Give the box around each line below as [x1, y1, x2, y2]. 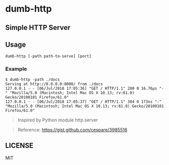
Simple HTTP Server [5, 23, 71, 32]
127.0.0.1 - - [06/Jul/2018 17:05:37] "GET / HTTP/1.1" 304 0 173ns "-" [5, 99, 162, 104]
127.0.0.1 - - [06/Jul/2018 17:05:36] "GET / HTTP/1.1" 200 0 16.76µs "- [5, 86, 164, 91]
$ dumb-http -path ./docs [5, 77, 60, 82]
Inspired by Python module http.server [17, 117, 98, 123]
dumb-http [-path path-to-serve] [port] [5, 54, 92, 59]
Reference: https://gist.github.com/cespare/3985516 [17, 127, 128, 133]
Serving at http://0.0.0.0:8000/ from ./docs [5, 81, 103, 87]
